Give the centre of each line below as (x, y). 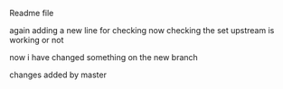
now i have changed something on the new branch (104, 57)
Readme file (32, 13)
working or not (37, 40)
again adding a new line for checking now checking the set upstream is (142, 30)
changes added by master (58, 75)
